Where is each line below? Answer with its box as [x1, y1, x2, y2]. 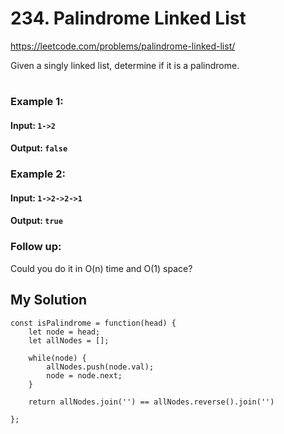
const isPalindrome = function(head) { [10, 318, 177, 328]
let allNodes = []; [28, 335, 110, 346]
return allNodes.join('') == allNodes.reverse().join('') [28, 397, 275, 407]
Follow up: [10, 240, 62, 254]
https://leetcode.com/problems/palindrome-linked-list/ [10, 40, 236, 52]
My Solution [10, 292, 88, 309]
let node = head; [28, 327, 101, 337]
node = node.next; [46, 370, 123, 381]
